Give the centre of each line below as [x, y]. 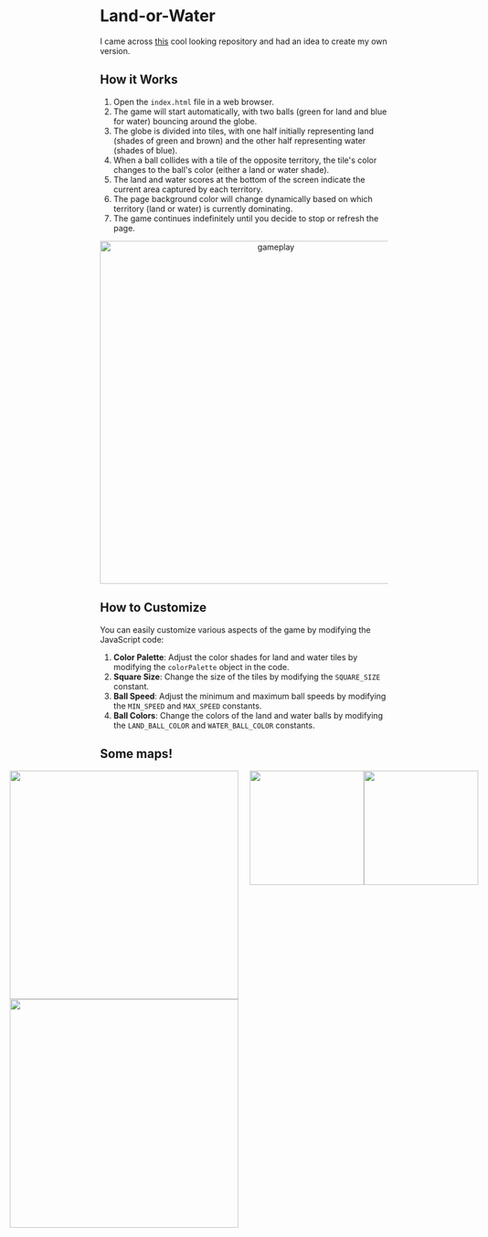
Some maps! [136, 754]
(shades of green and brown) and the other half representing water [239, 140]
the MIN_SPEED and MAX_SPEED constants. [187, 706]
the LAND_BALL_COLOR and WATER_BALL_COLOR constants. [214, 725]
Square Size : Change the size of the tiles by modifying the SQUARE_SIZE [247, 677]
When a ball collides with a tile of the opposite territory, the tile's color [245, 160]
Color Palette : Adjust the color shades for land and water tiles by [235, 657]
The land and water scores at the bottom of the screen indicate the [239, 179]
